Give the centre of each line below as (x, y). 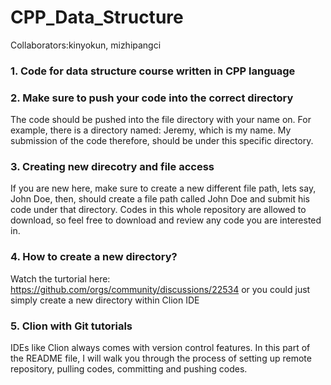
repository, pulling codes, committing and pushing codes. (129, 369)
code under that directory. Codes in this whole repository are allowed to (158, 210)
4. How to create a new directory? (94, 257)
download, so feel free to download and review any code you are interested (166, 220)
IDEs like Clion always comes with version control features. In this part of (160, 348)
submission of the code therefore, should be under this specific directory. (162, 141)
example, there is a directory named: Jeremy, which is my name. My (151, 130)
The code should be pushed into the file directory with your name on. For (161, 120)
